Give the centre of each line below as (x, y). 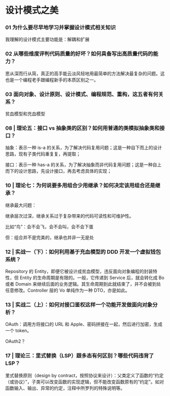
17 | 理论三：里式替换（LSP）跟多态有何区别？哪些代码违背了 (80, 356)
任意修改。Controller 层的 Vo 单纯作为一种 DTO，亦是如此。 (68, 290)
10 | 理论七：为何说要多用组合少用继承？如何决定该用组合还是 (80, 185)
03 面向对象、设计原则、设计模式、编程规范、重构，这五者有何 (82, 94)
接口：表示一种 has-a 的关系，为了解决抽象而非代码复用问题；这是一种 (79, 165)
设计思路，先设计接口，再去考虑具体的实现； (65, 171)
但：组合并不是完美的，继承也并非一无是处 (50, 237)
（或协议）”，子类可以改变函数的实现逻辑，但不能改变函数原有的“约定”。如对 (85, 382)
